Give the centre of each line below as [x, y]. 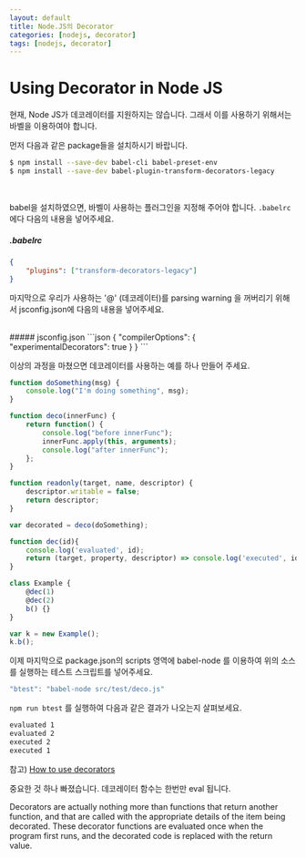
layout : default [40, 18]
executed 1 [30, 751]
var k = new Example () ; [55, 634]
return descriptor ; [63, 500]
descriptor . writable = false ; [83, 492]
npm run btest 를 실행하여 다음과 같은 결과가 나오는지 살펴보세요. [126, 708]
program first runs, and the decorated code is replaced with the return [141, 835]
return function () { [65, 424]
